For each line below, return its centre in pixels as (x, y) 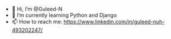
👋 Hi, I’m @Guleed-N (37, 9)
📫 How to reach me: (37, 22)
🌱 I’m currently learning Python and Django (64, 15)
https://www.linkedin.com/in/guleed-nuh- (114, 22)
